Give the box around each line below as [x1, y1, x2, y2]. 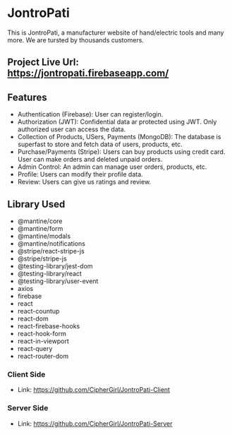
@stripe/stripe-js [17, 254, 67, 263]
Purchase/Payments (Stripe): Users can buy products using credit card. [17, 148, 226, 156]
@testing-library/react [17, 269, 83, 278]
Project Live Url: [7, 56, 79, 68]
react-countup [17, 306, 60, 315]
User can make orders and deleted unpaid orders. [17, 155, 163, 164]
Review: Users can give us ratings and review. [17, 178, 152, 186]
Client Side [7, 369, 46, 379]
